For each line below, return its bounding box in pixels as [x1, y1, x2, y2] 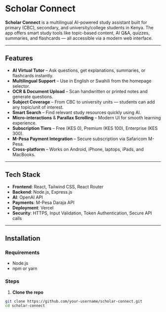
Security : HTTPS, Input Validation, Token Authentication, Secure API [12, 210, 152, 216]
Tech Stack [5, 170, 41, 179]
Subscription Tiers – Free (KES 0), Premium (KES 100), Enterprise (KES [12, 125, 158, 131]
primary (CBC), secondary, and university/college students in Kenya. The [5, 24, 154, 30]
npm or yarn [12, 265, 38, 271]
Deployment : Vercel [12, 205, 54, 210]
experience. [12, 120, 37, 126]
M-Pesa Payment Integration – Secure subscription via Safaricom [12, 136, 147, 142]
